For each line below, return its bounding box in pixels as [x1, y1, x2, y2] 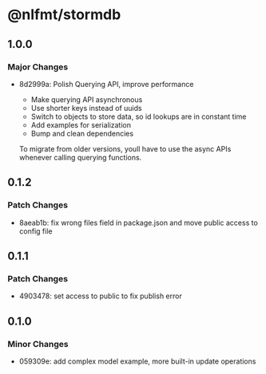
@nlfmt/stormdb [7, 6, 121, 24]
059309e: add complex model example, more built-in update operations [18, 356, 256, 366]
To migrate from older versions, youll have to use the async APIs [18, 144, 232, 153]
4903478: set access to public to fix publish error [18, 291, 183, 301]
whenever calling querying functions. [18, 152, 142, 162]
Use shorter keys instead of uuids [30, 103, 142, 112]
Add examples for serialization [30, 120, 131, 129]
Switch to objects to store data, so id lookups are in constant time [30, 112, 247, 121]
